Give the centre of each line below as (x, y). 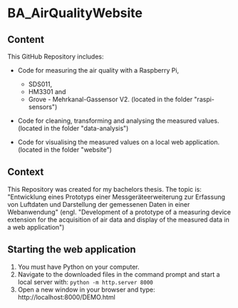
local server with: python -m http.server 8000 (85, 282)
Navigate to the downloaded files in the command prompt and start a (119, 274)
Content (26, 40)
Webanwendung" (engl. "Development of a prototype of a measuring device (119, 212)
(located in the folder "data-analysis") (73, 128)
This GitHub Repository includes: (56, 56)
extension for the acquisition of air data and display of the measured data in (118, 220)
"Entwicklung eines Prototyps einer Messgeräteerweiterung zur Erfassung (117, 197)
